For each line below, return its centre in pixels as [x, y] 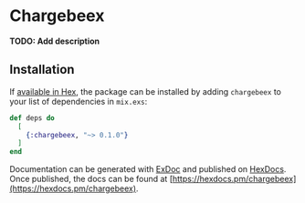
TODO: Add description [55, 41]
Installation [42, 70]
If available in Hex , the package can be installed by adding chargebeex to [145, 91]
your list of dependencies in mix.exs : [79, 101]
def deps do [32, 118]
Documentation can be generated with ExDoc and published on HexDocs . [148, 169]
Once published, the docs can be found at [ [91, 179]
